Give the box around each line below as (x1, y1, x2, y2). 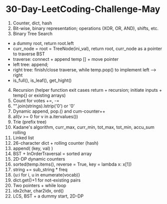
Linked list (12, 135, 34, 141)
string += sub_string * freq (12, 166, 68, 173)
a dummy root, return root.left (12, 40, 74, 46)
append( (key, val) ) (12, 145, 53, 151)
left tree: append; (12, 61, 49, 67)
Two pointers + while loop (12, 182, 66, 188)
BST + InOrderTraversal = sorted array (12, 151, 92, 157)
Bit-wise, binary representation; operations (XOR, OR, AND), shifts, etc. (12, 25, 159, 31)
